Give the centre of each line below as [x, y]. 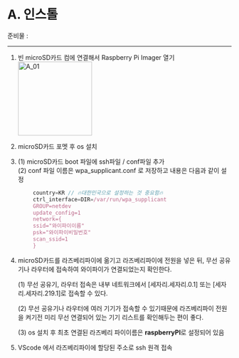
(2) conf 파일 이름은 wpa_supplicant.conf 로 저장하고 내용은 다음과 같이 [118, 170]
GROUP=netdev [52, 206]
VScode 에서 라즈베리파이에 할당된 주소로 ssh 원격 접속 [95, 347]
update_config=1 [57, 213]
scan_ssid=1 [51, 239]
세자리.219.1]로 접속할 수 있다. [67, 293]
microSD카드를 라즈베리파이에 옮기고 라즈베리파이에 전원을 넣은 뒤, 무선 [118, 260]
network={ [47, 219]
